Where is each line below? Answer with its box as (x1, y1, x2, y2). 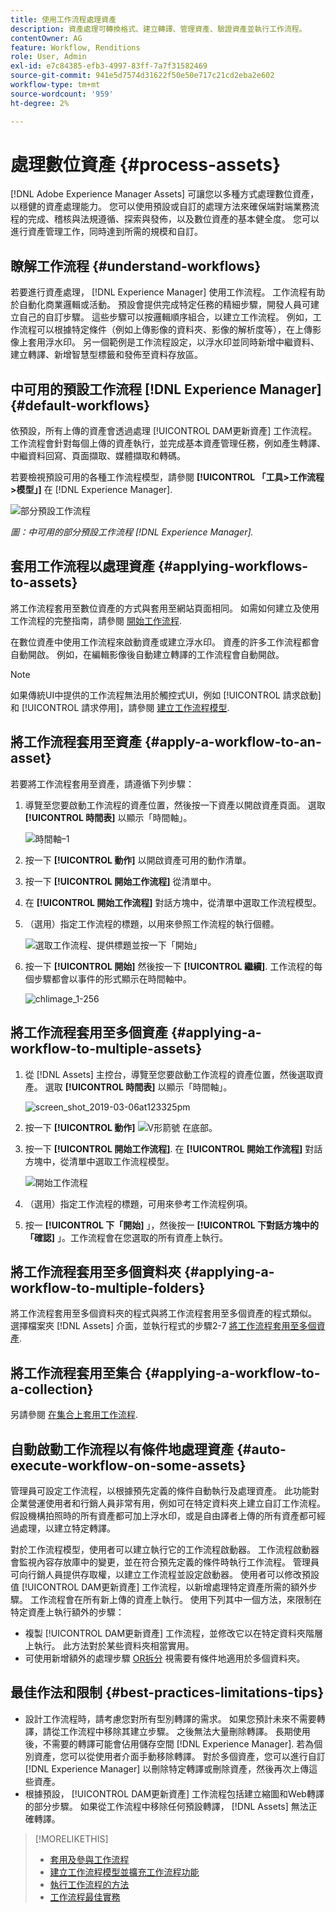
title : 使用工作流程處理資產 (10, 14, 117, 25)
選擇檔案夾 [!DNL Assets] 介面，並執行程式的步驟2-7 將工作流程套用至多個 (10, 1320, 317, 1332)
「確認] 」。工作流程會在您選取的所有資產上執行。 (24, 1231, 229, 1243)
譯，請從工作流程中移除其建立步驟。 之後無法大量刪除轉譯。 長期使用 (24, 1725, 311, 1737)
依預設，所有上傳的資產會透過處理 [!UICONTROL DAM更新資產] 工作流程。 (10, 425, 318, 437)
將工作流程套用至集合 (10, 1364, 142, 1381)
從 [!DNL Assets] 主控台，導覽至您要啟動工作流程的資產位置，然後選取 (24, 1068, 315, 1080)
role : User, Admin (10, 52, 87, 62)
